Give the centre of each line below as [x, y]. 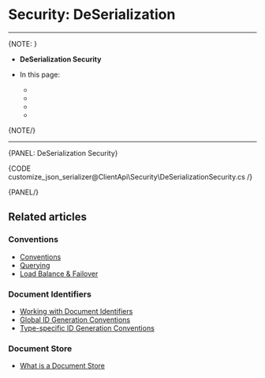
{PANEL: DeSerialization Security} [63, 153]
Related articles [47, 217]
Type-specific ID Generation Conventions [87, 328]
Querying [35, 265]
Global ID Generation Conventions [75, 319]
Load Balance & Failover [59, 274]
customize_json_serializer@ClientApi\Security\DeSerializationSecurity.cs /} [131, 176]
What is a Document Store [62, 366]
